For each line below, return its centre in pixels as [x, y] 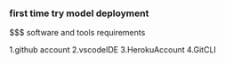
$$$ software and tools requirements [77, 33]
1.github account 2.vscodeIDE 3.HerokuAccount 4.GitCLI [112, 50]
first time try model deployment [79, 13]
